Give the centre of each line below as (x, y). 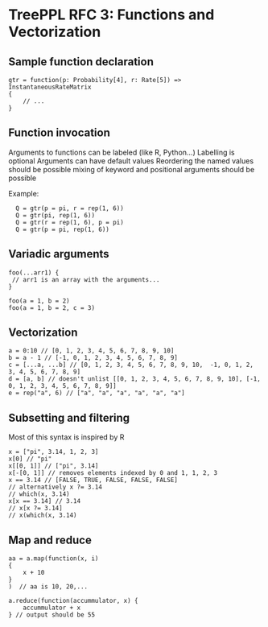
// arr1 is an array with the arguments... (86, 279)
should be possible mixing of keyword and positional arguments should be (132, 169)
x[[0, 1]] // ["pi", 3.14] (54, 466)
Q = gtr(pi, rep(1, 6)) (55, 215)
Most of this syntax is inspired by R (66, 437)
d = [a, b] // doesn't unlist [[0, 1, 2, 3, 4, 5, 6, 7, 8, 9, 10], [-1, (135, 379)
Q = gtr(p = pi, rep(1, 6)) (63, 229)
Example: (24, 193)
